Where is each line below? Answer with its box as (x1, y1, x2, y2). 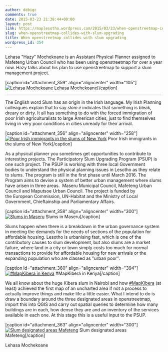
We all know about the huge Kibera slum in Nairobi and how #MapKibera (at (5, 280, 161, 286)
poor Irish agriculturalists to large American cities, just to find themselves (5, 115, 156, 121)
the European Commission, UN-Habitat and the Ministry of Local (5, 193, 138, 199)
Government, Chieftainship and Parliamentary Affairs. (5, 199, 115, 205)
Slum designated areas (79, 327, 127, 333)
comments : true (5, 12, 37, 17)
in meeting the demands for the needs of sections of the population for (5, 229, 151, 235)
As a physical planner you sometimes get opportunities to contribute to (5, 150, 151, 156)
